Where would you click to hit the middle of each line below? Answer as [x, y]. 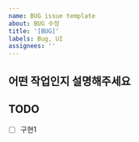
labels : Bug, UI [36, 39]
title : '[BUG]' [34, 31]
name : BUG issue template [52, 16]
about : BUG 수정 [34, 24]
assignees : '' [32, 46]
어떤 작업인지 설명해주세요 [69, 81]
